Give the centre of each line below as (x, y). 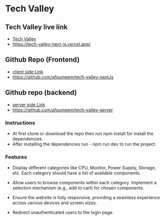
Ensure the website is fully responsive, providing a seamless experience (86, 198)
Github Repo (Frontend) (42, 60)
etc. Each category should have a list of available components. (76, 173)
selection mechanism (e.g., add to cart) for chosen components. (78, 188)
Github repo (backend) (41, 93)
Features (16, 157)
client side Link (28, 72)
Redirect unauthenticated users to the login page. (63, 213)
